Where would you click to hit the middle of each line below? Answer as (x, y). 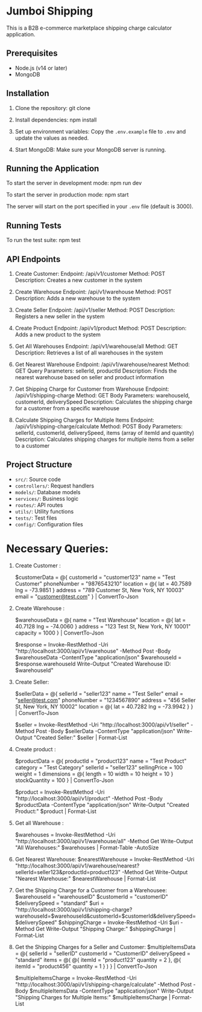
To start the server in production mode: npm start (68, 195)
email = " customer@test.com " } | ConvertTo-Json (77, 596)
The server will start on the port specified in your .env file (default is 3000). (100, 206)
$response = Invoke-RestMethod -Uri (62, 644)
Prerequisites (32, 54)
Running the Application (53, 168)
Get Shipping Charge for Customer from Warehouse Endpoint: (92, 389)
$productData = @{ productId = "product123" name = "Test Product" (101, 761)
